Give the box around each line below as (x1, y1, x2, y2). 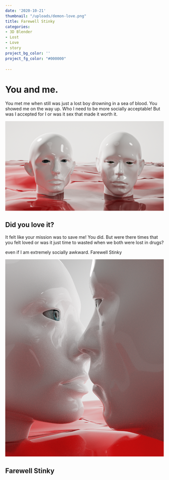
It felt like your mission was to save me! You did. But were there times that (5, 234, 158, 240)
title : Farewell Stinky (5, 19, 55, 24)
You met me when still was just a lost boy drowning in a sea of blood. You (5, 100, 157, 106)
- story (5, 45, 22, 50)
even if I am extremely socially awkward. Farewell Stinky (5, 249, 122, 255)
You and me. (5, 84, 59, 95)
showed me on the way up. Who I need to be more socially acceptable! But (5, 106, 160, 112)
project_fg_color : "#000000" (5, 56, 66, 61)
